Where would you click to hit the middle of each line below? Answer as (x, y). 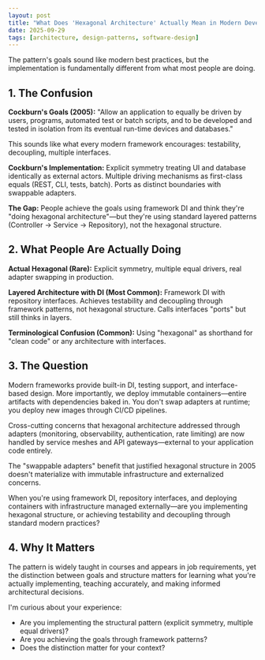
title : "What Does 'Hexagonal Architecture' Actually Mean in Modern (125, 23)
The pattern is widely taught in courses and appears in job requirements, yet (132, 567)
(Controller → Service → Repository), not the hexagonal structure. (115, 225)
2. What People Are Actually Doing (95, 250)
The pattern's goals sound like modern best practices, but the (108, 60)
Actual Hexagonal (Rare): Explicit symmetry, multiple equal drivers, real (125, 268)
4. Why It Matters (52, 548)
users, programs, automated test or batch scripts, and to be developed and (130, 121)
